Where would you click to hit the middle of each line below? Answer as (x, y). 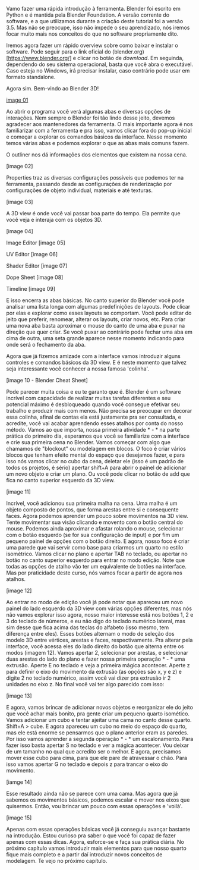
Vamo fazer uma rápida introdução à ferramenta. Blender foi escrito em (94, 9)
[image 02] (20, 166)
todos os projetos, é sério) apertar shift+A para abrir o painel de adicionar (96, 467)
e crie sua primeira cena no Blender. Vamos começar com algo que (89, 442)
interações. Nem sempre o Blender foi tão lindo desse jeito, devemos (91, 118)
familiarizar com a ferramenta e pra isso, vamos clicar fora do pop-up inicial (99, 131)
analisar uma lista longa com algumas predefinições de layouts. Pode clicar (98, 307)
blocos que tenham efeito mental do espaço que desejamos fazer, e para (96, 455)
